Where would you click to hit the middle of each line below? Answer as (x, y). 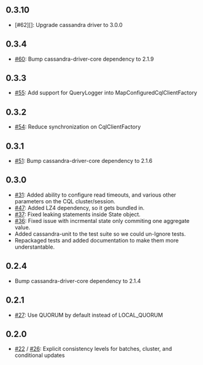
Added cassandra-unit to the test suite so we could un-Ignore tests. (100, 234)
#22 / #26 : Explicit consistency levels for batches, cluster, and (93, 349)
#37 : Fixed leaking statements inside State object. (78, 214)
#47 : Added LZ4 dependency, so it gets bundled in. (79, 208)
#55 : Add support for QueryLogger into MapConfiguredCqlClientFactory (106, 93)
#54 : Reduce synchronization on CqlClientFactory (78, 127)
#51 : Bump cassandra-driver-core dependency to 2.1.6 (83, 161)
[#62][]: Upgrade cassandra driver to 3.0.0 (69, 24)
